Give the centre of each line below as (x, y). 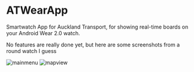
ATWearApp (37, 10)
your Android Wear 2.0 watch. (43, 33)
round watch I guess (31, 51)
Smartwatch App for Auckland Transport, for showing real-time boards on (97, 27)
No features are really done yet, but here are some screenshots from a (93, 45)
